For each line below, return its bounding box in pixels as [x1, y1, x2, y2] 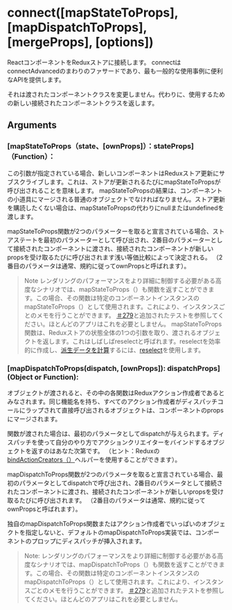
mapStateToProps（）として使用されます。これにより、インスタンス [24, 302, 220, 311]
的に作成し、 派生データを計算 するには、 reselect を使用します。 [24, 345, 205, 354]
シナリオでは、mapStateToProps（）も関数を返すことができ [36, 285, 209, 293]
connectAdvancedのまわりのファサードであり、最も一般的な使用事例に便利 [7, 67, 223, 75]
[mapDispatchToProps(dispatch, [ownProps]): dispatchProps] [7, 363, 220, 373]
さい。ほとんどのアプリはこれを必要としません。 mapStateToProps [30, 320, 222, 328]
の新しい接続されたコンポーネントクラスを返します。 [7, 98, 159, 107]
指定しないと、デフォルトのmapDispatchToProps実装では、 [25, 528, 196, 537]
